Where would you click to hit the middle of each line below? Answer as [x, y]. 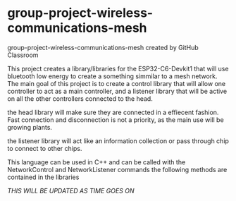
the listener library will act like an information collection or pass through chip [118, 141]
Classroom [23, 55]
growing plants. [30, 127]
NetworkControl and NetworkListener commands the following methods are [117, 169]
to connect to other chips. [45, 148]
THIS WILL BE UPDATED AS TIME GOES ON [71, 190]
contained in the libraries [43, 177]
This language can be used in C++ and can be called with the [97, 162]
